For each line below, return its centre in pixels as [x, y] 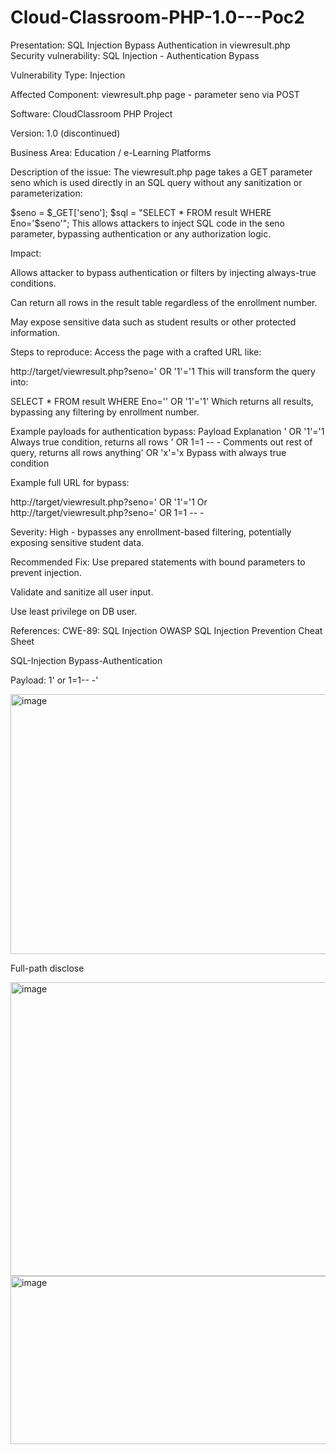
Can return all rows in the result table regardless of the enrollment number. [164, 302]
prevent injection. [46, 572]
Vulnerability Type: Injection [68, 75]
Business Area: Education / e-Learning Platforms [111, 152]
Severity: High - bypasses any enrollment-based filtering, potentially [151, 532]
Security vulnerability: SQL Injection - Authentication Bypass [135, 55]
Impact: [26, 253]
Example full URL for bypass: [70, 482]
